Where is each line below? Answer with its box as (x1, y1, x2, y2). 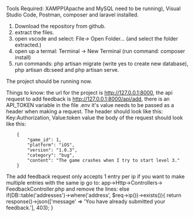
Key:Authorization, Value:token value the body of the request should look (6, 114, 183, 121)
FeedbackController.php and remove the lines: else (6, 185, 130, 192)
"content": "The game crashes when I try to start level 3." (27, 158, 180, 163)
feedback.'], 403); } (6, 204, 53, 211)
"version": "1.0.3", (27, 147, 78, 153)
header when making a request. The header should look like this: (6, 108, 163, 115)
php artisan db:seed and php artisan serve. (14, 66, 119, 73)
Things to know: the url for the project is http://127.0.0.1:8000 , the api (6, 89, 173, 96)
